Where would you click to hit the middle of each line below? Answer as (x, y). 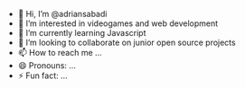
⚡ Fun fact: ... (42, 75)
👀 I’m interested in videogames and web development (118, 23)
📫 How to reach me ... (60, 53)
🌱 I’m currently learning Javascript (82, 33)
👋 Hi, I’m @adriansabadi (62, 14)
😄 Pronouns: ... (47, 66)
